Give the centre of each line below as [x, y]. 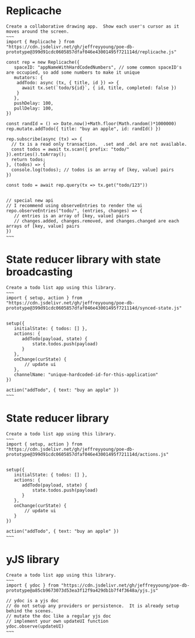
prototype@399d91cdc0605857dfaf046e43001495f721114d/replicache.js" [91, 52]
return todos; [28, 159]
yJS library [33, 560]
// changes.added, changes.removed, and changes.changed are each [97, 221]
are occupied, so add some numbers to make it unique [73, 72]
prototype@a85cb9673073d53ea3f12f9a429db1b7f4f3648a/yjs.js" [82, 590]
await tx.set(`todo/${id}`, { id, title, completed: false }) [99, 88]
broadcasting [40, 272]
